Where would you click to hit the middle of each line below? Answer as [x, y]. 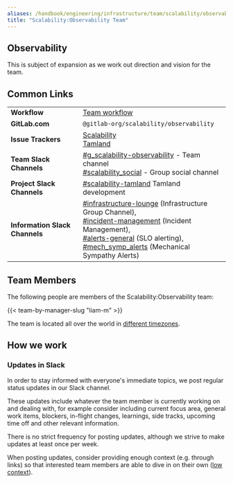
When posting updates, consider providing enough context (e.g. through [111, 457]
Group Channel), [110, 212]
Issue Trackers [36, 139]
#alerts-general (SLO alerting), [133, 238]
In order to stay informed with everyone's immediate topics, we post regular [115, 380]
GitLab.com [30, 124]
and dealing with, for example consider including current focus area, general [116, 408]
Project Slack [33, 184]
